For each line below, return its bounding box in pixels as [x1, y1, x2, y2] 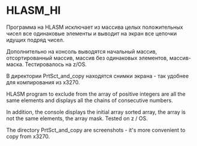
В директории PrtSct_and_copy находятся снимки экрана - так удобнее [6, 72, 189, 79]
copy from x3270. [6, 133, 50, 140]
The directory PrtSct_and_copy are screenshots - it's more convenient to [6, 126, 186, 133]
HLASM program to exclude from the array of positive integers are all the [6, 90, 186, 97]
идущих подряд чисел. [6, 36, 65, 43]
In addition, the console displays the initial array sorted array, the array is [6, 108, 186, 115]
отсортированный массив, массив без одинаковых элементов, [6, 54, 169, 61]
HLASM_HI [6, 4, 61, 17]
